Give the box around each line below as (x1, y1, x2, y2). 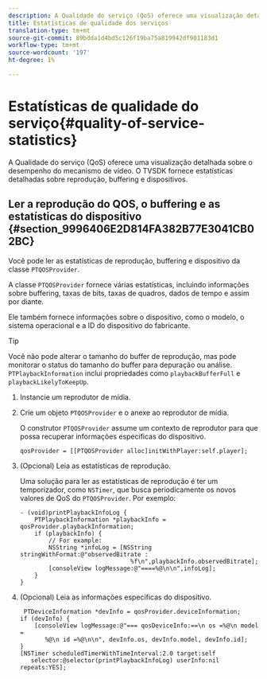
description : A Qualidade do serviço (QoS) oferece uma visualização (8, 11, 244, 20)
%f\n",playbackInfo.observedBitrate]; (130, 557, 259, 565)
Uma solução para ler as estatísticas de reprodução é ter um (19, 476, 219, 486)
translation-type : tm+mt (8, 26, 91, 34)
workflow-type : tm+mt (8, 41, 80, 49)
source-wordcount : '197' (8, 49, 91, 57)
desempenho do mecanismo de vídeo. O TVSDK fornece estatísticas (8, 166, 233, 175)
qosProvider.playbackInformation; (19, 522, 134, 530)
